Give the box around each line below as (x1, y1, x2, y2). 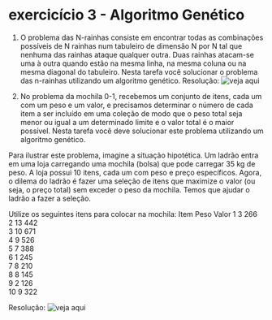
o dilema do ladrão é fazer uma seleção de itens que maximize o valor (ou (8, 176, 256, 186)
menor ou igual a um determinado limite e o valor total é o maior (19, 117, 235, 127)
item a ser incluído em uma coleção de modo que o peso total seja (19, 108, 243, 119)
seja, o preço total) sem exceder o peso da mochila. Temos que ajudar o (8, 184, 250, 194)
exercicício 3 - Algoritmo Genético (8, 6, 245, 24)
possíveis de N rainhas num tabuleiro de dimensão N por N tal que (19, 41, 243, 50)
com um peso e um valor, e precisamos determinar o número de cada (19, 100, 253, 110)
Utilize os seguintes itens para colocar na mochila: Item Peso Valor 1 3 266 (8, 209, 258, 218)
